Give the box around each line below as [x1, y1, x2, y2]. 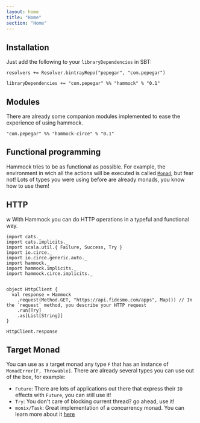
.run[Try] [17, 307, 42, 313]
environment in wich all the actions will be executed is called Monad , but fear [6, 169, 194, 176]
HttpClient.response [6, 329, 58, 335]
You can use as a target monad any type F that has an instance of [6, 360, 169, 368]
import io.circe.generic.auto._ [6, 255, 87, 261]
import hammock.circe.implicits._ [6, 270, 93, 277]
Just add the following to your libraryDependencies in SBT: [6, 58, 152, 66]
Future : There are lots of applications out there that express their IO [14, 385, 183, 392]
